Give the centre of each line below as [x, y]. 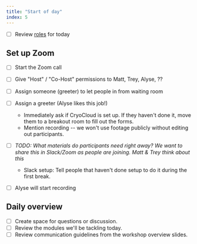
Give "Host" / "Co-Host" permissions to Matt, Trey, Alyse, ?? [89, 79]
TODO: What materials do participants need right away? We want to [98, 145]
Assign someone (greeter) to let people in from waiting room [89, 91]
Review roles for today [42, 34]
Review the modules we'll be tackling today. [68, 228]
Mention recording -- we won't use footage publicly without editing [106, 128]
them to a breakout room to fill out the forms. [79, 121]
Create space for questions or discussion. [66, 221]
